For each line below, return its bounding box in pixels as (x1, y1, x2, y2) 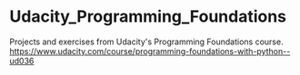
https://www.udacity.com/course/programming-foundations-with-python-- (9, 45, 291, 56)
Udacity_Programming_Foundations (9, 6, 287, 27)
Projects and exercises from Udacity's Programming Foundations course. (9, 36, 284, 47)
